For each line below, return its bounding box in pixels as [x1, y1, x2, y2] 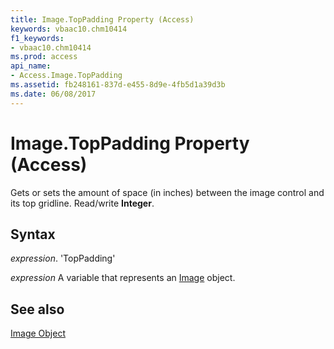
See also [10, 301, 65, 318]
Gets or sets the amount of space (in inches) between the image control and [10, 186, 325, 198]
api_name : [10, 61, 52, 71]
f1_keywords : [10, 33, 65, 43]
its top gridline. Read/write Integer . [10, 197, 155, 209]
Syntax [10, 226, 56, 243]
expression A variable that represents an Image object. [10, 272, 236, 284]
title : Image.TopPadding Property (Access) [10, 14, 195, 25]
